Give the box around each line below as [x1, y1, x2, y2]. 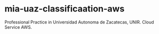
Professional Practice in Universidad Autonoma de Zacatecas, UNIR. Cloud [4, 19, 154, 25]
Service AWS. [4, 24, 32, 30]
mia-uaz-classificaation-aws [4, 3, 125, 14]
